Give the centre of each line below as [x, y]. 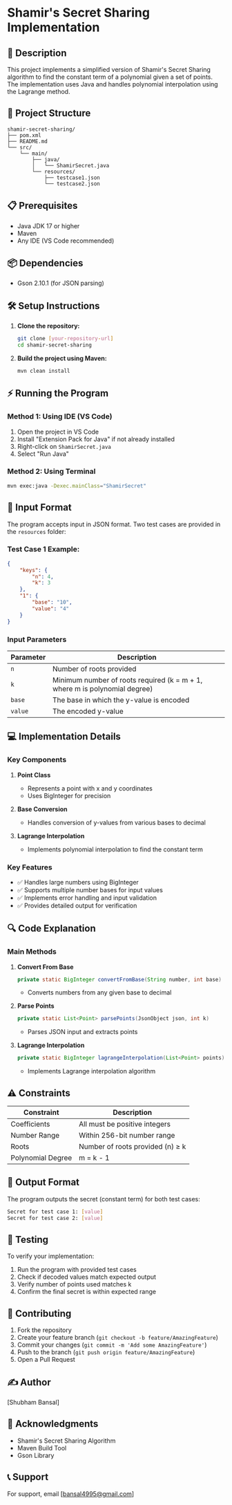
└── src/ [20, 147]
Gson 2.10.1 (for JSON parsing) [61, 283]
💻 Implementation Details [64, 737]
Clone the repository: [48, 326]
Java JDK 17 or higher [48, 225]
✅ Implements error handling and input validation [87, 898]
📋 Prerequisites [42, 206]
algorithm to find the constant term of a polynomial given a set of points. [110, 77]
